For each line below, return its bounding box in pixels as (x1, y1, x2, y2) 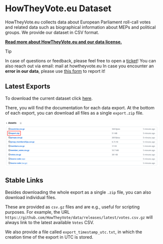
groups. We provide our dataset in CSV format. (5, 29, 99, 35)
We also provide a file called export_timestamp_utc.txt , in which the (5, 229, 143, 235)
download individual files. (5, 194, 57, 200)
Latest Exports (5, 82, 50, 91)
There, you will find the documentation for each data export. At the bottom (5, 104, 155, 110)
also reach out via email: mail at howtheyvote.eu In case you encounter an (5, 63, 154, 69)
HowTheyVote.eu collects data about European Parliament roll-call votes (5, 19, 151, 25)
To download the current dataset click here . (5, 95, 93, 101)
